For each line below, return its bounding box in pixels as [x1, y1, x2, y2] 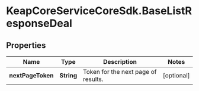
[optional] [162, 71, 190, 79]
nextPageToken [9, 71, 54, 79]
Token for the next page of [82, 68, 157, 76]
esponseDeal [6, 17, 72, 30]
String [59, 71, 78, 79]
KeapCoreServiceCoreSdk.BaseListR [6, 4, 192, 18]
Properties [6, 40, 46, 50]
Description [103, 58, 137, 66]
